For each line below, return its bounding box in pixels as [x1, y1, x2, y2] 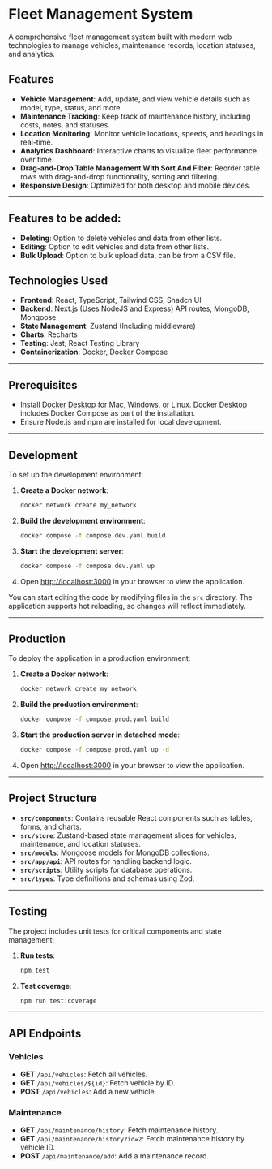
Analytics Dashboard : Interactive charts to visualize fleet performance [19, 145, 257, 155]
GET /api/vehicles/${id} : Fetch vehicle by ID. [19, 1078, 176, 1088]
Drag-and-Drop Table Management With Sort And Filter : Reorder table [19, 163, 261, 173]
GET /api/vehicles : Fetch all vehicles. [19, 1069, 148, 1080]
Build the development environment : [19, 515, 146, 525]
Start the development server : [19, 546, 124, 556]
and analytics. [8, 49, 55, 58]
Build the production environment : [19, 700, 138, 710]
